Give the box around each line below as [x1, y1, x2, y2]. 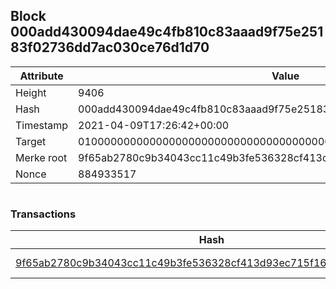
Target [15, 134, 47, 148]
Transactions [10, 207, 77, 221]
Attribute [19, 69, 64, 83]
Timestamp [15, 118, 69, 132]
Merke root [15, 150, 68, 164]
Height [15, 85, 47, 99]
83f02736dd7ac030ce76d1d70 [10, 39, 210, 56]
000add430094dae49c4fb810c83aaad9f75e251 [10, 24, 324, 41]
